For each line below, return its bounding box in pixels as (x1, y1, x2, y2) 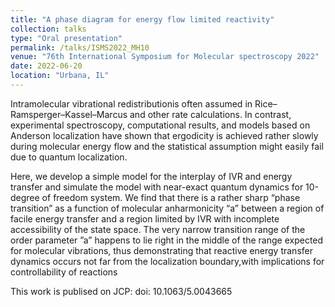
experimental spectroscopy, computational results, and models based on (10, 119, 311, 131)
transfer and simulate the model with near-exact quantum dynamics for (10, 181, 304, 193)
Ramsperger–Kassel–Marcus (10, 108, 128, 120)
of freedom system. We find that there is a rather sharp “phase (41, 191, 301, 203)
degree (10, 191, 40, 203)
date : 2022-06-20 (10, 61, 83, 71)
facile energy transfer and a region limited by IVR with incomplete (10, 212, 280, 225)
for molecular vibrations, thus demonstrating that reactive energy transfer (10, 244, 313, 256)
